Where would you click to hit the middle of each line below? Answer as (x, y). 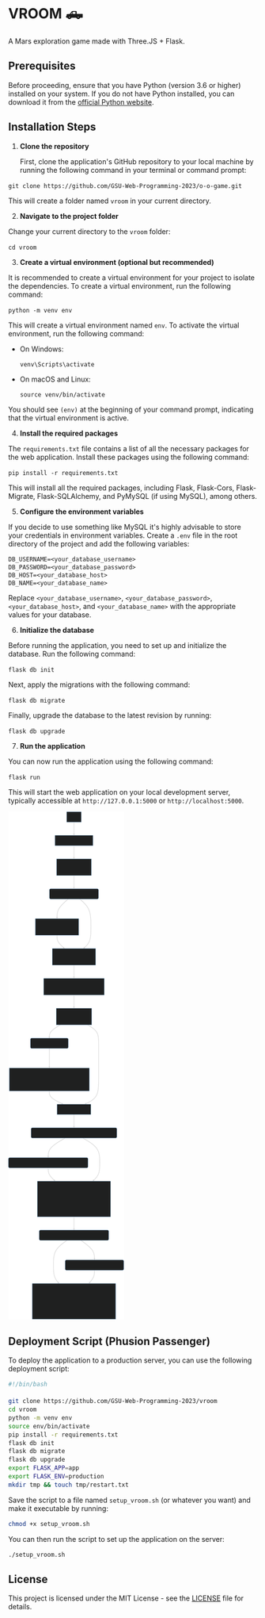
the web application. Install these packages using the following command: (129, 457)
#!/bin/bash (28, 1384)
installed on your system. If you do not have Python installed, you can (121, 94)
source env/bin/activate (49, 1426)
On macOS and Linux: (55, 379)
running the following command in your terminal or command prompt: (133, 170)
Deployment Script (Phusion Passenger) (110, 1341)
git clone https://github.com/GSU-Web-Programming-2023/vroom (113, 1401)
